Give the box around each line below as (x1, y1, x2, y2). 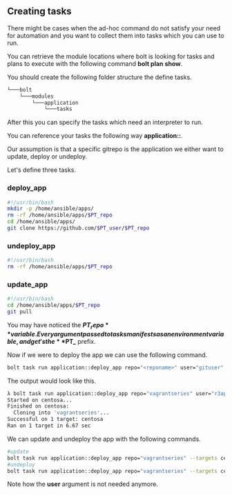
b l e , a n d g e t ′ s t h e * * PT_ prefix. (7, 337, 96, 345)
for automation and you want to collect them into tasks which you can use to (7, 31, 224, 40)
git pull (7, 309, 32, 315)
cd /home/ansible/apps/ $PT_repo (7, 302, 100, 309)
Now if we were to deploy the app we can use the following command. (7, 350, 208, 359)
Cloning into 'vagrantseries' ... (13, 409, 110, 417)
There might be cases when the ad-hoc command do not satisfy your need (7, 24, 221, 32)
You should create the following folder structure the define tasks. (7, 73, 192, 81)
